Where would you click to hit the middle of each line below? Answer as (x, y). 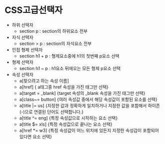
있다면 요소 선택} (36, 137)
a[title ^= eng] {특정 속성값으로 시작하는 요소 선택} (68, 118)
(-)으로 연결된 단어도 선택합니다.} (51, 112)
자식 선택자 (23, 37)
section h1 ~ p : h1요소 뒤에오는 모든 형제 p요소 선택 (70, 68)
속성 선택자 (23, 74)
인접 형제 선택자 (27, 50)
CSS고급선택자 (34, 10)
